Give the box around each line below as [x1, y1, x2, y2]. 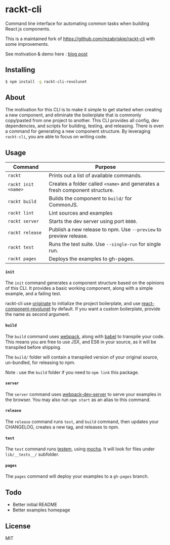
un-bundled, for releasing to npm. [5, 359, 76, 366]
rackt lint [8, 210, 34, 216]
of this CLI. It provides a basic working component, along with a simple [5, 285, 153, 291]
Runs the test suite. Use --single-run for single [49, 240, 161, 248]
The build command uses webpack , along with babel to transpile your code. [5, 333, 165, 339]
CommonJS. [49, 201, 78, 208]
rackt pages [8, 256, 37, 262]
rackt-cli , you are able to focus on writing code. [5, 134, 107, 140]
